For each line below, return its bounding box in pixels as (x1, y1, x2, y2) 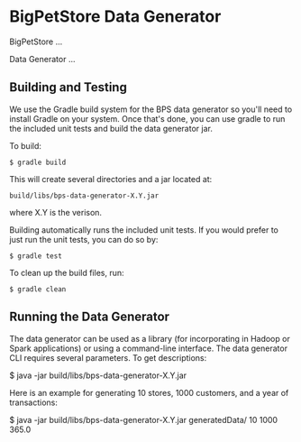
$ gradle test (9, 251, 63, 261)
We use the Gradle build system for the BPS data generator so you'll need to (9, 104, 293, 115)
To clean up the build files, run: (9, 267, 124, 278)
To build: (9, 140, 42, 151)
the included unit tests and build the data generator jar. (9, 123, 214, 134)
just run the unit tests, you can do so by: (9, 234, 159, 244)
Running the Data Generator (9, 309, 169, 325)
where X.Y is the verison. (9, 207, 102, 217)
